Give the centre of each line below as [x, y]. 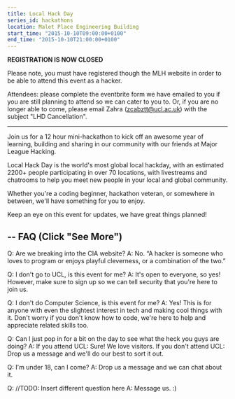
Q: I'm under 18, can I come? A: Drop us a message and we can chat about [115, 367]
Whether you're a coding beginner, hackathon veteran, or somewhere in [111, 194]
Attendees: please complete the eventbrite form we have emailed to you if [114, 94]
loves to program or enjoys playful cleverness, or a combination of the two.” [116, 260]
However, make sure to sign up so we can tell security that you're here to [113, 281]
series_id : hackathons [40, 20]
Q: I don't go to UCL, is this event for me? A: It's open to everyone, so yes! [114, 274]
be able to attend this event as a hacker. [65, 80]
